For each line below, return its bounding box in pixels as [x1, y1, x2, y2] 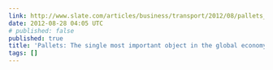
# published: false [8, 27, 75, 35]
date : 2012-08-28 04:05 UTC [8, 19, 104, 27]
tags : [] [8, 49, 38, 57]
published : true [8, 34, 63, 43]
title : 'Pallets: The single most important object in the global [8, 42, 238, 50]
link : [8, 11, 27, 20]
